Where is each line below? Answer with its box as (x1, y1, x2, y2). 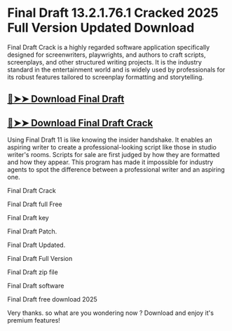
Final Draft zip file (7, 268, 58, 276)
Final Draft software (7, 282, 64, 290)
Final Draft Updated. (7, 241, 66, 250)
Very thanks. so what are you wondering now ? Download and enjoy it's (7, 309, 214, 317)
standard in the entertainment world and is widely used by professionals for (7, 65, 226, 74)
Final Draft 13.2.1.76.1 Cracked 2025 (7, 5, 219, 21)
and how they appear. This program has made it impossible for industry (7, 158, 214, 166)
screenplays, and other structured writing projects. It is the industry (7, 58, 202, 66)
